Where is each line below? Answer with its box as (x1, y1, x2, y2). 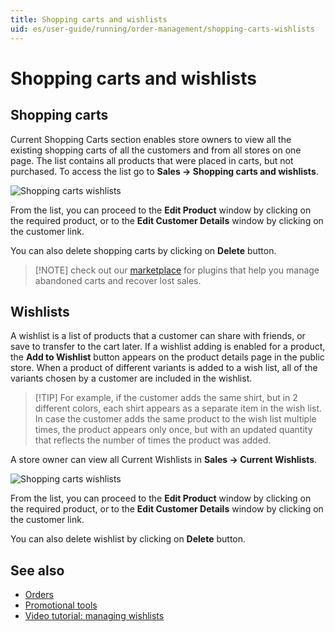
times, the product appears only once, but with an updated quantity (34, 424, 313, 436)
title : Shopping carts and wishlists (10, 14, 168, 25)
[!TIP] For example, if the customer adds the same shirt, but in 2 (34, 392, 298, 404)
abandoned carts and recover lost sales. (34, 274, 202, 286)
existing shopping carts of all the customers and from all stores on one (10, 144, 302, 156)
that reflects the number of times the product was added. (34, 434, 272, 446)
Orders (24, 589, 54, 601)
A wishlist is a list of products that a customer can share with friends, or (10, 330, 306, 342)
